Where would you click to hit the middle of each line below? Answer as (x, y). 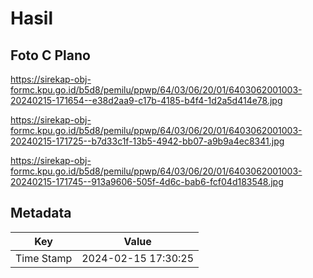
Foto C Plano (50, 55)
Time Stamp (44, 258)
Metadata (41, 213)
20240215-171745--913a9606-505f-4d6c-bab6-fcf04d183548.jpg (147, 181)
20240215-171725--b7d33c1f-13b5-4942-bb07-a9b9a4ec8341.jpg (147, 141)
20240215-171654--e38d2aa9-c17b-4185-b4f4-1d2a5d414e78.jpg (146, 100)
